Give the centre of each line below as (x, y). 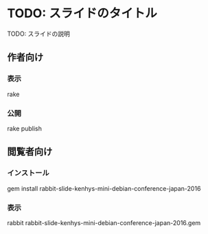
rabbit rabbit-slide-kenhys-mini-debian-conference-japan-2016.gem (104, 222)
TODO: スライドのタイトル (82, 13)
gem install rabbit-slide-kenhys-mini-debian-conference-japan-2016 (104, 188)
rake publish (25, 128)
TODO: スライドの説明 (39, 34)
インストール (28, 173)
